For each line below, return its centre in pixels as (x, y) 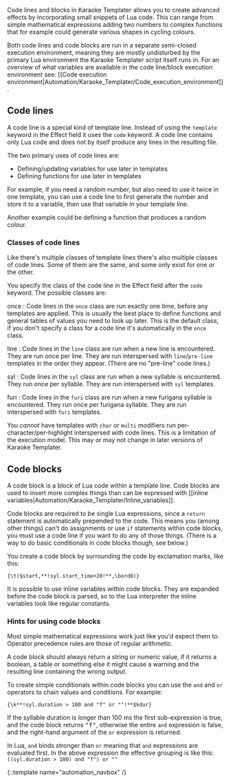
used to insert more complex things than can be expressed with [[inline (107, 492)
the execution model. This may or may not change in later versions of (105, 440)
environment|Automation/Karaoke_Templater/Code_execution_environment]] (115, 82)
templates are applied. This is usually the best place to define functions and (114, 313)
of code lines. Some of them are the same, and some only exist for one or (111, 265)
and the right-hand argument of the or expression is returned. (94, 732)
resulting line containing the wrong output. (67, 671)
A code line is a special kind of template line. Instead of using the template (112, 127)
